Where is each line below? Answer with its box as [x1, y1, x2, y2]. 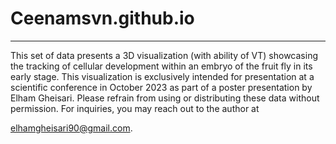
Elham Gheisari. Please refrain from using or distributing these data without [10, 92, 320, 104]
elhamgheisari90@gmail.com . [10, 122, 133, 134]
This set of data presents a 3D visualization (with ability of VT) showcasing [10, 49, 319, 61]
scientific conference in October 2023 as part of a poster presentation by [10, 81, 313, 93]
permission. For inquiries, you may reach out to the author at [10, 102, 260, 114]
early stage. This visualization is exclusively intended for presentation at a [10, 70, 315, 82]
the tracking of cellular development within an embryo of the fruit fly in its [10, 60, 313, 72]
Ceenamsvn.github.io [10, 7, 195, 30]
